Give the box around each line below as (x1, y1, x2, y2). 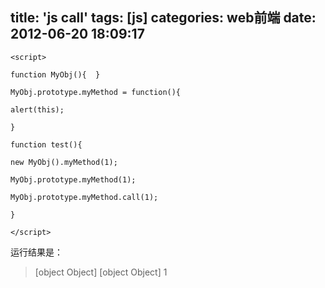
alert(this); (10, 104, 65, 115)
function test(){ (10, 139, 83, 150)
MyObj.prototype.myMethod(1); (10, 174, 137, 185)
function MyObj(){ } (10, 69, 101, 80)
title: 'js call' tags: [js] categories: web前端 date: (10, 9, 317, 27)
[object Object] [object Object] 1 (34, 266, 168, 278)
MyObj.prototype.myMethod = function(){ (10, 87, 182, 97)
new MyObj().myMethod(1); (10, 157, 118, 167)
